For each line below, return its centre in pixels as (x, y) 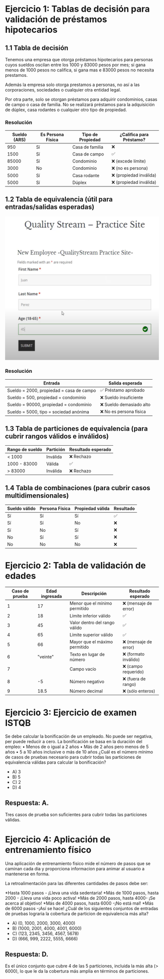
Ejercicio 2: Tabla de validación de (76, 566)
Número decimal (86, 691)
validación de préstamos (56, 19)
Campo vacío (83, 669)
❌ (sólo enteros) (139, 691)
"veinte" (46, 657)
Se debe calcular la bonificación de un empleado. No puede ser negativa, (79, 736)
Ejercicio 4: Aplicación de (58, 840)
